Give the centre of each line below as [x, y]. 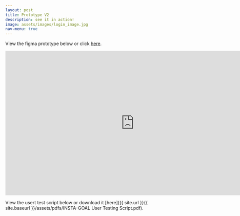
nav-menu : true [22, 29]
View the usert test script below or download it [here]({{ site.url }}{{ [76, 203]
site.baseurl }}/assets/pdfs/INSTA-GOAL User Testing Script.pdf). [74, 208]
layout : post [19, 10]
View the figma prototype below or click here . [54, 44]
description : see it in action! [40, 19]
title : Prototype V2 [27, 15]
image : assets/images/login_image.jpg [47, 24]
